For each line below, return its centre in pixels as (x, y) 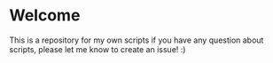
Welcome (45, 16)
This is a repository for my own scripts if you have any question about (136, 40)
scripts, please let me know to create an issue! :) (97, 49)
